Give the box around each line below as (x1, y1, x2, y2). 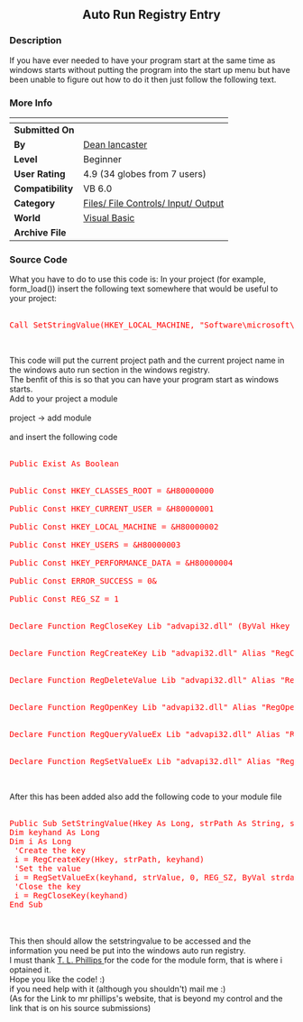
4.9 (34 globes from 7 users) (83, 167, 207, 180)
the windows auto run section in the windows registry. (9, 364, 210, 375)
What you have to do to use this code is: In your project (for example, (9, 274, 266, 285)
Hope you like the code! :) (9, 974, 106, 985)
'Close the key (14, 881, 81, 892)
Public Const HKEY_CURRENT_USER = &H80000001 (9, 504, 215, 514)
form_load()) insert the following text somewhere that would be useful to (9, 283, 279, 294)
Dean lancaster (83, 138, 148, 151)
